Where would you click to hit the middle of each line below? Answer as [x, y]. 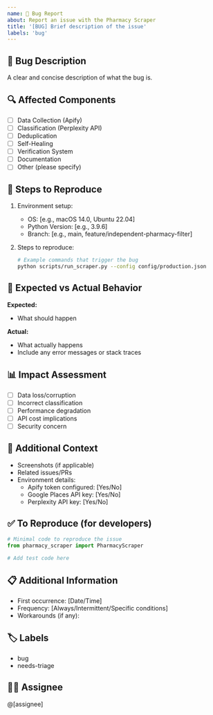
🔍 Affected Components [62, 100]
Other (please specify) [49, 167]
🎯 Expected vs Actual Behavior [75, 288]
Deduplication [37, 136]
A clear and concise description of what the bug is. [80, 77]
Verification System [45, 151]
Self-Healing [35, 144]
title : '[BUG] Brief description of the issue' [77, 26]
